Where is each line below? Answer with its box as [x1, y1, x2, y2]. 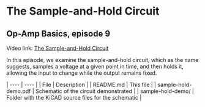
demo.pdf [6, 88, 31, 95]
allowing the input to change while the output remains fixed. [6, 69, 157, 77]
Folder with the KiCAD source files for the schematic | [6, 94, 142, 101]
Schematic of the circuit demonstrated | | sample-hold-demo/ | [35, 88, 195, 95]
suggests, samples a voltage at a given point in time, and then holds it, [6, 63, 184, 70]
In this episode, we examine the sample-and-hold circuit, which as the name [6, 57, 199, 63]
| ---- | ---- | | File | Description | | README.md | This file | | [6, 81, 157, 88]
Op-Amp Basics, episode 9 [6, 29, 111, 39]
